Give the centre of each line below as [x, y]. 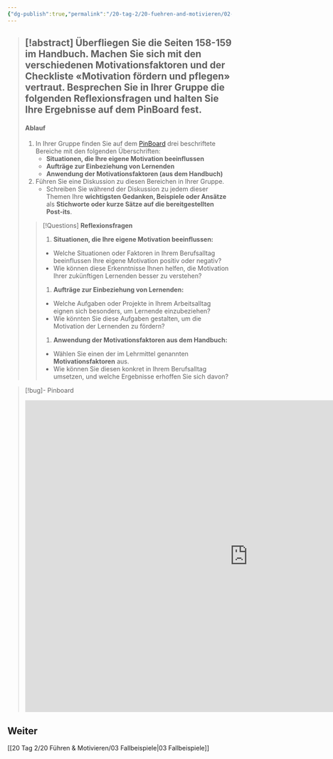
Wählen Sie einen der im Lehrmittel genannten [121, 354]
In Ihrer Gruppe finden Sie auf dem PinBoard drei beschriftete [125, 144]
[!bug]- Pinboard [49, 391]
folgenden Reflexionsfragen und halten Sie [122, 99]
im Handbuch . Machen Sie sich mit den [113, 54]
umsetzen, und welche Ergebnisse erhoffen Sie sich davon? [141, 377]
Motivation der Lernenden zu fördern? [109, 326]
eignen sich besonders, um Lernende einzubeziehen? [132, 311]
